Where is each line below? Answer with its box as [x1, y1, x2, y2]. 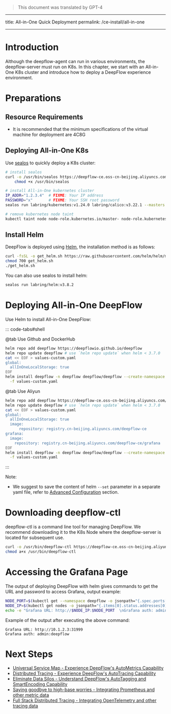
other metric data [12, 692, 49, 698]
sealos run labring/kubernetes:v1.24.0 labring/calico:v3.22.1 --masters [5, 203, 165, 208]
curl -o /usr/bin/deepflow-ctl [5, 545, 72, 550]
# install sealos [5, 169, 42, 175]
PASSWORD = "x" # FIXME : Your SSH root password [5, 198, 120, 203]
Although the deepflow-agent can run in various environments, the [5, 58, 145, 64]
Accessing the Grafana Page [5, 566, 128, 578]
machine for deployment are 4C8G [12, 131, 85, 137]
